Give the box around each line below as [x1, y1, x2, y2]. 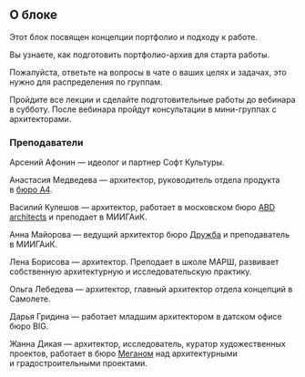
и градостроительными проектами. [9, 358, 148, 369]
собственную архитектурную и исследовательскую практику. [9, 266, 252, 277]
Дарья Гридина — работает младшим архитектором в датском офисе [9, 311, 282, 322]
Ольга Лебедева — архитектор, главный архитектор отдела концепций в [9, 284, 293, 295]
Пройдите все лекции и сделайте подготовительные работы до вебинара [9, 94, 296, 105]
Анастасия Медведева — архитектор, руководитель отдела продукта [9, 175, 280, 186]
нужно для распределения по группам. [9, 76, 163, 87]
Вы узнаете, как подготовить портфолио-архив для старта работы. [9, 49, 270, 60]
